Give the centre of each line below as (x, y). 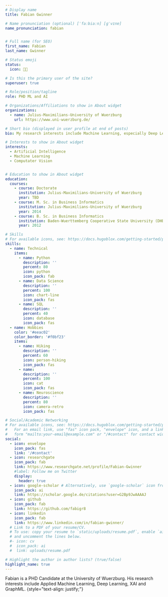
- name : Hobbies (26, 328)
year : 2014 (30, 211)
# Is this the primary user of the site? (49, 78)
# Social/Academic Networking (37, 420)
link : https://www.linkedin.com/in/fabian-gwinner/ (69, 523)
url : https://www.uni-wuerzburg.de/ (52, 120)
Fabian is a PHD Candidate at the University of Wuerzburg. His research (79, 578)
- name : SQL (31, 304)
